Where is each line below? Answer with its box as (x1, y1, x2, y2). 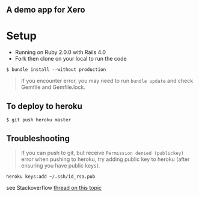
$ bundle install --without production (6, 67, 106, 73)
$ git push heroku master (6, 117, 71, 123)
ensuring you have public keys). (20, 162, 100, 169)
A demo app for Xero (6, 5, 85, 15)
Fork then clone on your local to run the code (14, 55, 127, 62)
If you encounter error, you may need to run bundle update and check (20, 77, 194, 85)
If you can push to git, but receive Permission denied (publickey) (20, 149, 185, 156)
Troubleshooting (6, 133, 70, 144)
